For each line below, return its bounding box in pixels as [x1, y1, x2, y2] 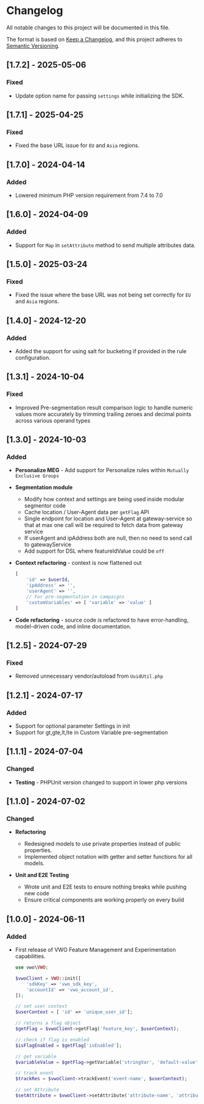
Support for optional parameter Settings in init [15, 722, 130, 729]
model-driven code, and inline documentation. [15, 623, 132, 630]
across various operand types [15, 417, 91, 424]
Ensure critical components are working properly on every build [24, 896, 185, 903]
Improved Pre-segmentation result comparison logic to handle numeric [15, 404, 194, 411]
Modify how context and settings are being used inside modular [24, 495, 185, 503]
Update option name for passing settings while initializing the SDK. [15, 92, 185, 99]
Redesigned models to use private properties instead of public [24, 840, 181, 848]
